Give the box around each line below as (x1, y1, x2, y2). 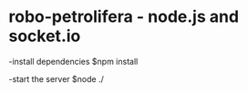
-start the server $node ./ (8, 73, 104, 84)
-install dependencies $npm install (8, 56, 139, 67)
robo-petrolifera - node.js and (8, 6, 239, 27)
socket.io (8, 26, 81, 46)
